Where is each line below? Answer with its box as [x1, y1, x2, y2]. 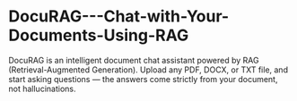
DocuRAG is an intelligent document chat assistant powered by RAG [8, 55, 259, 65]
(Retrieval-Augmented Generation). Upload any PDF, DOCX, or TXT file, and [8, 64, 289, 75]
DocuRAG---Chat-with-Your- [8, 6, 230, 27]
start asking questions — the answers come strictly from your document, [8, 73, 278, 84]
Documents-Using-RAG [8, 25, 189, 46]
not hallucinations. [8, 83, 76, 94]
